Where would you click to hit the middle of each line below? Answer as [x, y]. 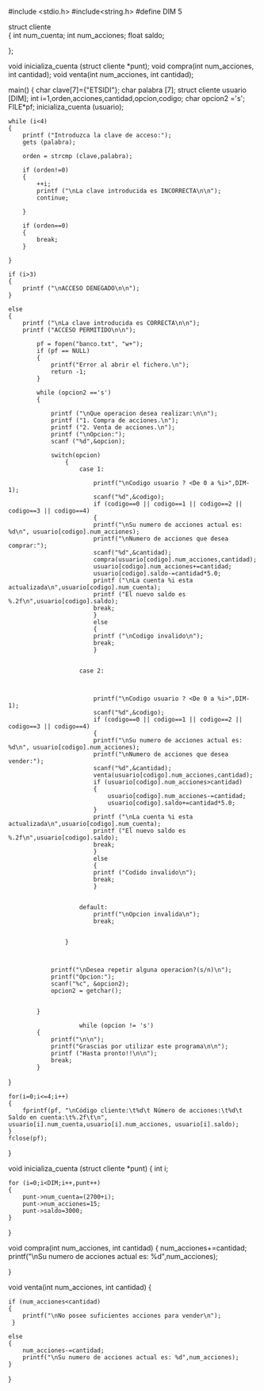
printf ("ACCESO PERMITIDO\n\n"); [79, 330]
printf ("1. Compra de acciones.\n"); [115, 420]
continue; [53, 198]
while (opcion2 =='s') [74, 393]
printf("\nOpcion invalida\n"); [147, 914]
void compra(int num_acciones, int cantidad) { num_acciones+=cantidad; [128, 1248]
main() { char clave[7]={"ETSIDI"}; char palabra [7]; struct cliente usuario [128, 90]
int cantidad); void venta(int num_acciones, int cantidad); [101, 74]
